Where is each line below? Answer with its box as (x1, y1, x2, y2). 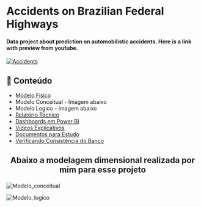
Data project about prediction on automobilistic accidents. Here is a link (6, 38, 192, 45)
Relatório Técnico (15, 111, 60, 118)
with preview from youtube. (6, 44, 78, 51)
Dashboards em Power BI (15, 118, 79, 125)
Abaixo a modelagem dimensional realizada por (10, 154, 196, 165)
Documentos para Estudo (15, 131, 79, 138)
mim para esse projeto (59, 164, 147, 175)
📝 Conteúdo (6, 75, 53, 86)
